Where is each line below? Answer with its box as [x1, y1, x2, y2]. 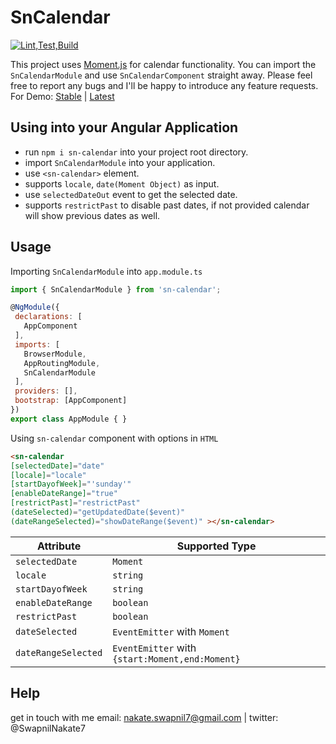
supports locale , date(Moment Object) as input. [24, 177, 220, 190]
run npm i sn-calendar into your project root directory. [24, 146, 249, 158]
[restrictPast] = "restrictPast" [10, 498, 141, 508]
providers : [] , [14, 386, 78, 396]
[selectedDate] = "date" [10, 461, 105, 471]
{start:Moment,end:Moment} [112, 653, 241, 665]
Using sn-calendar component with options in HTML [10, 432, 219, 444]
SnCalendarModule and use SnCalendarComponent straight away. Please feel [10, 69, 313, 81]
